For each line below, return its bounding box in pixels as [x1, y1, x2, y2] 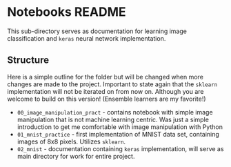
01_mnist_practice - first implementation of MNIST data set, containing [17, 130, 219, 138]
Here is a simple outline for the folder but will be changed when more [7, 72, 203, 81]
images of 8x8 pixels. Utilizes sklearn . [17, 137, 126, 146]
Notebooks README [7, 4, 126, 20]
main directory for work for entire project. [17, 152, 135, 160]
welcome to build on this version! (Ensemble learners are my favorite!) [7, 95, 206, 103]
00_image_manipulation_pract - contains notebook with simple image [17, 108, 213, 116]
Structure [7, 55, 50, 66]
